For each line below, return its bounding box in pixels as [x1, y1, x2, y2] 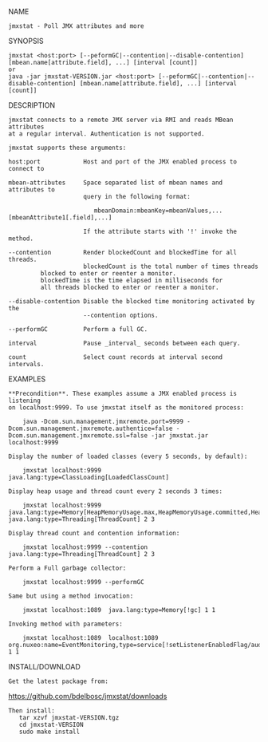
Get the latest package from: [8, 677, 109, 685]
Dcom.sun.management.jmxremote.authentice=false [8, 424, 173, 432]
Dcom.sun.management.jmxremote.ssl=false [8, 432, 148, 440]
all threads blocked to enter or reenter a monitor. [40, 283, 219, 291]
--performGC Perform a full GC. [8, 326, 148, 334]
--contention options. [83, 311, 159, 319]
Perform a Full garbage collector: [8, 564, 127, 572]
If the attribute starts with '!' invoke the [83, 227, 238, 235]
